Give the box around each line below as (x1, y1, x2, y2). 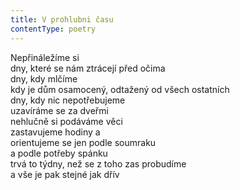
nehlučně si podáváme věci (10, 115, 123, 127)
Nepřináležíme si (10, 51, 80, 63)
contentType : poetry (10, 24, 97, 34)
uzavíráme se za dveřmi (10, 104, 109, 116)
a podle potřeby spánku (10, 147, 108, 159)
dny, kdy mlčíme (10, 72, 78, 85)
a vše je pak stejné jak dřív (10, 168, 120, 180)
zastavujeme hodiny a (10, 126, 101, 138)
